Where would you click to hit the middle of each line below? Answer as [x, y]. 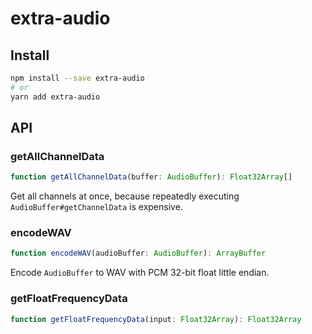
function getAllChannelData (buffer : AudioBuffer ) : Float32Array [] [151, 177]
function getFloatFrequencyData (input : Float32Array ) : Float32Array [156, 319]
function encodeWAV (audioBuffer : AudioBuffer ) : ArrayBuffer [138, 253]
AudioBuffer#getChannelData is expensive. [96, 207]
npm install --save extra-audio [77, 78]
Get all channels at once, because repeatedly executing [125, 196]
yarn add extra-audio [55, 97]
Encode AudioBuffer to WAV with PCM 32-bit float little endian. [140, 273]
